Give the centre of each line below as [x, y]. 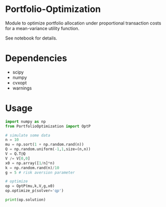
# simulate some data [28, 135]
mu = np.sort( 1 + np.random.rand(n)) [45, 144]
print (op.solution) [26, 200]
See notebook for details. [31, 38]
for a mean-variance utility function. [42, 28]
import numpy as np [26, 121]
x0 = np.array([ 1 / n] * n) [30, 163]
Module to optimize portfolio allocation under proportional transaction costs [83, 23]
